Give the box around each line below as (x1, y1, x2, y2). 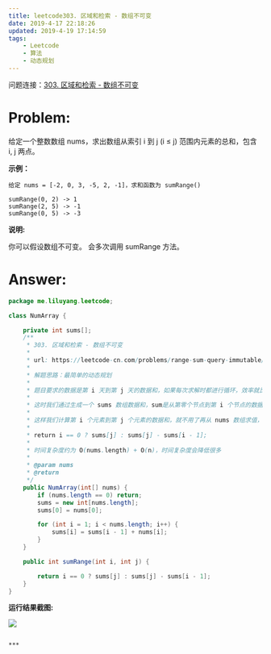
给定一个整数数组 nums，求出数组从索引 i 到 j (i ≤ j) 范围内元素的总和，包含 (8, 136, 257, 146)
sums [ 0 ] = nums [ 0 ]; (37, 506, 103, 514)
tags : (8, 34, 27, 43)
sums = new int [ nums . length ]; (37, 498, 139, 506)
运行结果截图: (8, 602, 54, 613)
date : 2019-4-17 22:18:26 (8, 19, 95, 27)
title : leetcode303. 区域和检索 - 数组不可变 (8, 11, 152, 20)
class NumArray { (8, 311, 67, 319)
